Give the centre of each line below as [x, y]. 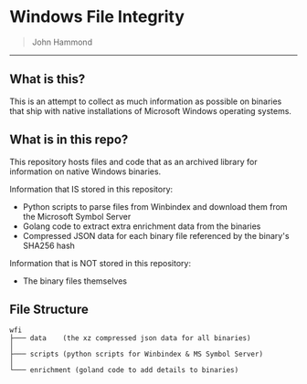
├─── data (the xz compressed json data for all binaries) [130, 338]
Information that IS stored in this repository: [91, 189]
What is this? [48, 79]
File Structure [49, 309]
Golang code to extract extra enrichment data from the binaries [142, 226]
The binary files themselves [75, 281]
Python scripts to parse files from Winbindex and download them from [155, 206]
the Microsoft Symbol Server [77, 216]
